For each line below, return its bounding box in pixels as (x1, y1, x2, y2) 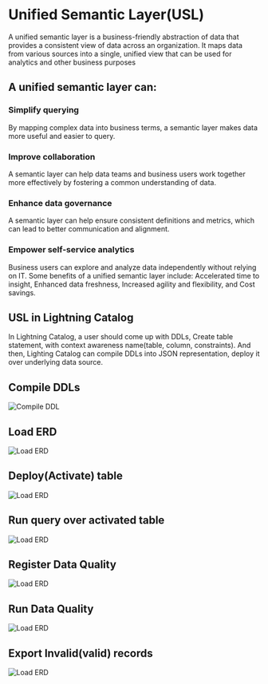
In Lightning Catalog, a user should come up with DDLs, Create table (8, 332, 234, 342)
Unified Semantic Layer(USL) (8, 6, 205, 24)
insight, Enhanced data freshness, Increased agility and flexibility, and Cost (8, 279, 255, 289)
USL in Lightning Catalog (8, 310, 134, 324)
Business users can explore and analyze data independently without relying (8, 262, 257, 272)
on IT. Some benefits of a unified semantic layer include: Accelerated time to (8, 271, 260, 280)
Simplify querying (8, 105, 80, 116)
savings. (8, 287, 36, 297)
